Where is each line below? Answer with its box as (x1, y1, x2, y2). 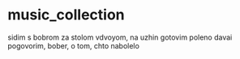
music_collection (7, 6, 125, 24)
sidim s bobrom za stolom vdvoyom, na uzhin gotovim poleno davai (7, 32, 233, 42)
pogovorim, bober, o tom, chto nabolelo (7, 40, 139, 50)
